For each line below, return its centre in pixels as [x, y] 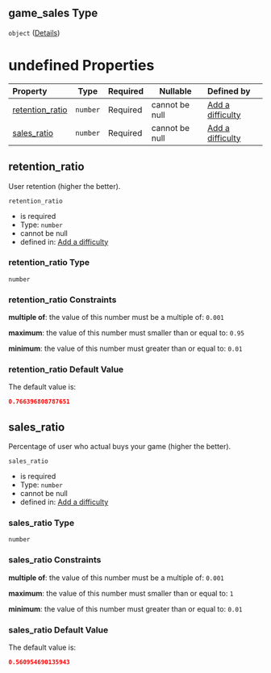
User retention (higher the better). [65, 186]
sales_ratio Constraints [55, 560]
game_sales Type [53, 13]
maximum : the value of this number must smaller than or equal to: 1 [121, 593]
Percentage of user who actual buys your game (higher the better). [120, 447]
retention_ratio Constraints [63, 300]
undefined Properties [81, 65]
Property [30, 90]
